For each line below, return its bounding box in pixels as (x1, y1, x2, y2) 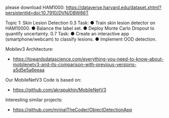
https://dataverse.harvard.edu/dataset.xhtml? (66, 5, 162, 10)
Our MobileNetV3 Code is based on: (5, 77, 82, 83)
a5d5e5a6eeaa (12, 67, 45, 73)
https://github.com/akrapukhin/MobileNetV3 (12, 87, 107, 93)
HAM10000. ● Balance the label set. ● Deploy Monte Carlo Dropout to (5, 25, 155, 31)
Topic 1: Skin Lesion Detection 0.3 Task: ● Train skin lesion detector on (5, 20, 156, 26)
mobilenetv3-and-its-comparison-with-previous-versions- (12, 62, 137, 67)
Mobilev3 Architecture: (5, 46, 54, 52)
